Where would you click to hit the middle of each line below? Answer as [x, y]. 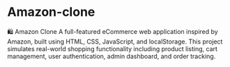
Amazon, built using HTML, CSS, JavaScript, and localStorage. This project [115, 41]
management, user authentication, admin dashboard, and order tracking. [112, 56]
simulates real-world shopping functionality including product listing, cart [113, 48]
